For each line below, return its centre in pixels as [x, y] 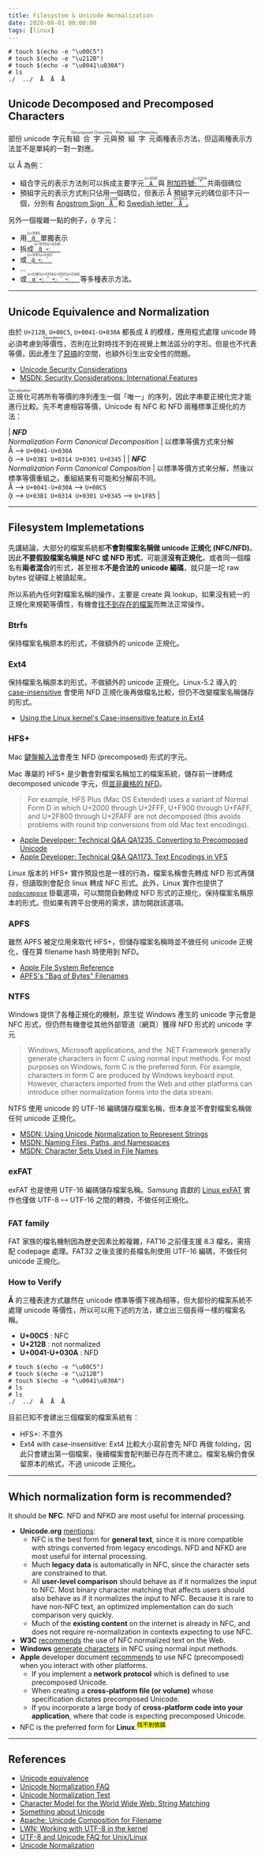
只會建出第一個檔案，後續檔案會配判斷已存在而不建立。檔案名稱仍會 [137, 1454]
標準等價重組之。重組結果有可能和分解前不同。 [84, 478]
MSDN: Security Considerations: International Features [108, 378]
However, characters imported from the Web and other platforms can [140, 1084]
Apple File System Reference [67, 967]
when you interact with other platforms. [84, 1665]
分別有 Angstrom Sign [69, 203]
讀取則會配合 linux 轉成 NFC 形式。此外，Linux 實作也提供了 [127, 883]
